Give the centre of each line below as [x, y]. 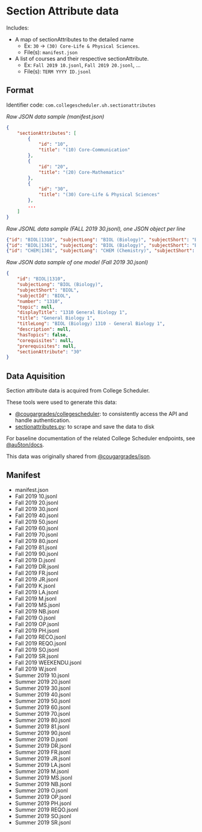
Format [20, 91]
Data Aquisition [36, 376]
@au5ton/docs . [25, 445]
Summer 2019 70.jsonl [42, 713]
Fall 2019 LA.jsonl [37, 592]
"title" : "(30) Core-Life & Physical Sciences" [99, 195]
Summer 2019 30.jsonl [43, 688]
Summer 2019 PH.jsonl [43, 803]
